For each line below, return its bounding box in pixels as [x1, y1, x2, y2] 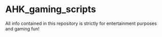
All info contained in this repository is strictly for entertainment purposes [5, 20, 157, 26]
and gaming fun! [5, 25, 40, 31]
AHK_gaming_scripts [5, 4, 96, 15]
